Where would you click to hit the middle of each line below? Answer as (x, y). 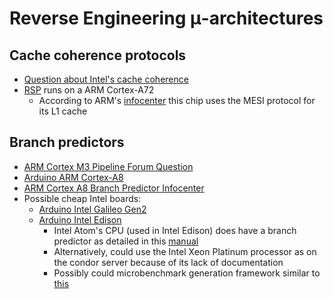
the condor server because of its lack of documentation (168, 262)
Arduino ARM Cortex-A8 (73, 177)
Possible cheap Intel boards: (82, 198)
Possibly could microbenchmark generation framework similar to (187, 273)
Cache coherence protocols (98, 55)
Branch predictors (67, 142)
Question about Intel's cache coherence (106, 79)
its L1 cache (63, 111)
